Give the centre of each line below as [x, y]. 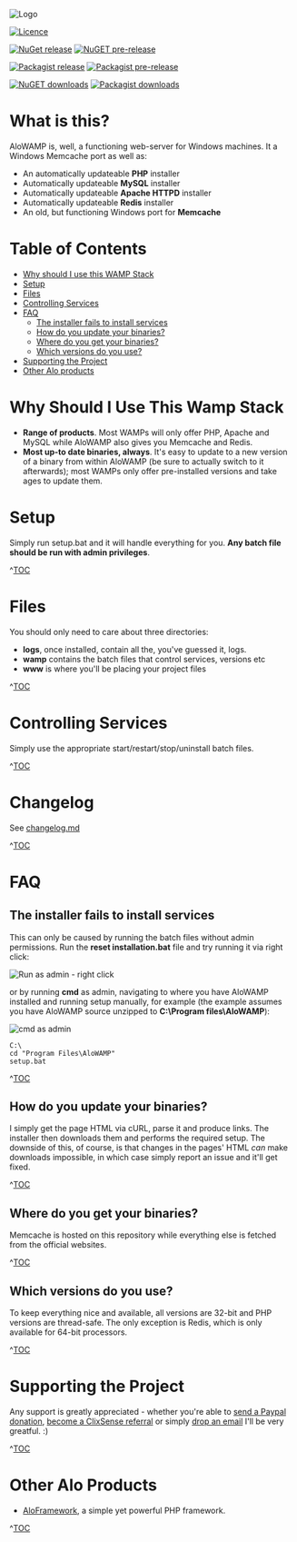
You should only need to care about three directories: [109, 632]
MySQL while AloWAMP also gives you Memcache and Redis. [138, 442]
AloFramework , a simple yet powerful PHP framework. [124, 1510]
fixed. [20, 1167]
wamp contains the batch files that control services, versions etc [144, 659]
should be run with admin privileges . [79, 552]
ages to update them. [62, 481]
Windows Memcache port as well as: [78, 155]
